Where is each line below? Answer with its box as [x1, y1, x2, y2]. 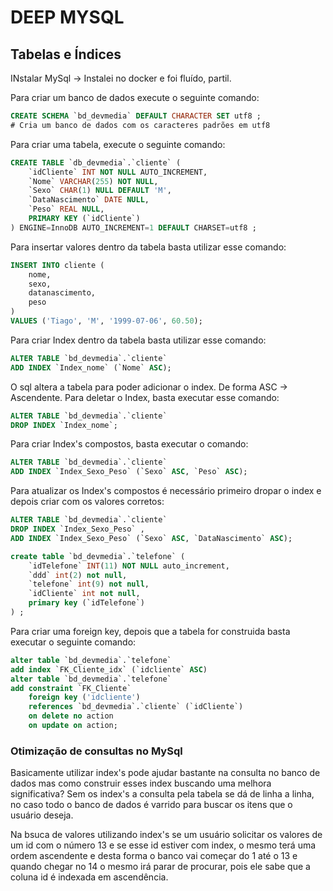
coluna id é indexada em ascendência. [10, 871, 169, 883]
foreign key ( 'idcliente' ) [28, 692, 141, 703]
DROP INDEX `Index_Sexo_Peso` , [10, 524, 145, 534]
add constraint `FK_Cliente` [10, 683, 132, 693]
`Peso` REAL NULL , [28, 204, 105, 215]
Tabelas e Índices [10, 46, 122, 63]
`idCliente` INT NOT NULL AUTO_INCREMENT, [28, 167, 208, 177]
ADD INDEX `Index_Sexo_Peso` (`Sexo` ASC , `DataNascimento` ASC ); [10, 533, 293, 543]
